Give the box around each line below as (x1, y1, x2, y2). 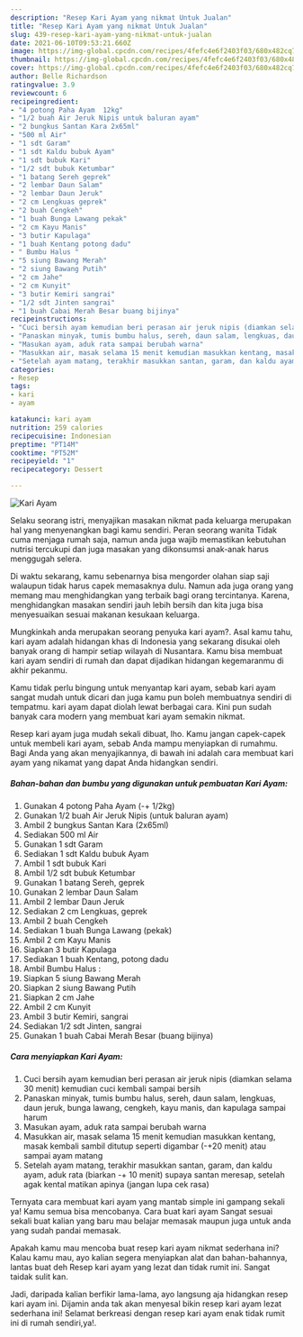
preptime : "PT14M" (10, 440, 79, 449)
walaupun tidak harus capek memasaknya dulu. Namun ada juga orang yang (10, 580, 294, 591)
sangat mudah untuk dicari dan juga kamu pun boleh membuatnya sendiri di (10, 692, 292, 703)
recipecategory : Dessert (10, 465, 103, 474)
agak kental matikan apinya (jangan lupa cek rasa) (22, 1178, 209, 1189)
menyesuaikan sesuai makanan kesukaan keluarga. (10, 609, 201, 620)
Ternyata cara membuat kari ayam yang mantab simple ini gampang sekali (10, 1196, 286, 1207)
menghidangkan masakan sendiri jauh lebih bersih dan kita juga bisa (10, 600, 263, 610)
